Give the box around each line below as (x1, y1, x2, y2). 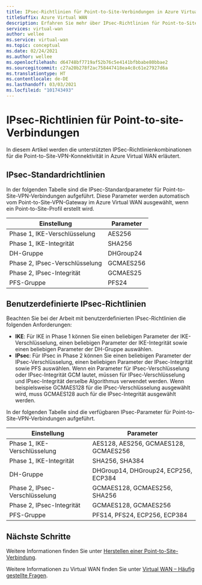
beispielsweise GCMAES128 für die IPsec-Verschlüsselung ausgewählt (14, 384, 191, 392)
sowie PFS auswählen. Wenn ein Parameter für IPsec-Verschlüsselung (14, 365, 189, 372)
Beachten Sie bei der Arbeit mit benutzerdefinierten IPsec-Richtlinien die (6, 314, 186, 322)
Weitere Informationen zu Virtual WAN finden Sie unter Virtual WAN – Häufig (6, 566, 195, 573)
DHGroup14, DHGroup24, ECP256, (92, 466, 192, 475)
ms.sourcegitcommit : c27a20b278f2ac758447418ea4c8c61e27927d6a (6, 64, 168, 71)
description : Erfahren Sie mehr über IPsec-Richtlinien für (6, 20, 161, 26)
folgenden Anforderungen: (6, 321, 72, 328)
